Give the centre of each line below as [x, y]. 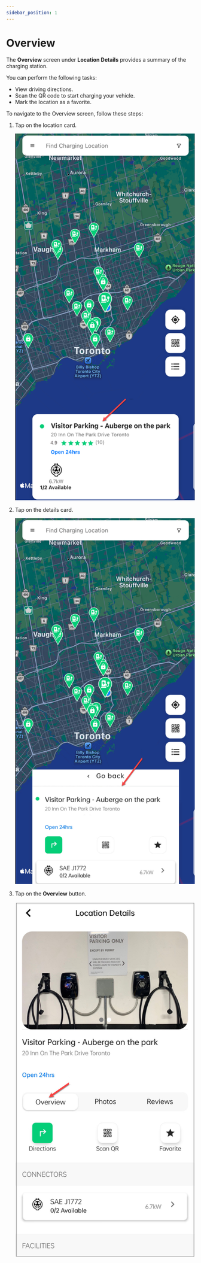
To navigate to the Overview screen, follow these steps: [75, 113]
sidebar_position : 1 [32, 13]
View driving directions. [44, 89]
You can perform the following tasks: [52, 77]
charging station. [27, 66]
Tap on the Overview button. [51, 893]
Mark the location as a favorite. [53, 102]
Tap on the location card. [45, 125]
